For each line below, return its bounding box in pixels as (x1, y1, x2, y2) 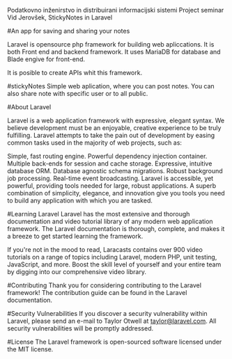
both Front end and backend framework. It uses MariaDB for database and (7, 48, 221, 56)
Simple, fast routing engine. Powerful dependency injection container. (7, 152, 208, 160)
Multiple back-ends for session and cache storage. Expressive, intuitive (7, 159, 212, 168)
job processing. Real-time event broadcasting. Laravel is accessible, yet (7, 174, 214, 182)
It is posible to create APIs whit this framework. (7, 69, 143, 77)
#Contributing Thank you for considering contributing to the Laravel (7, 281, 202, 289)
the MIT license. (7, 345, 54, 353)
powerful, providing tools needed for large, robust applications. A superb (7, 182, 217, 190)
